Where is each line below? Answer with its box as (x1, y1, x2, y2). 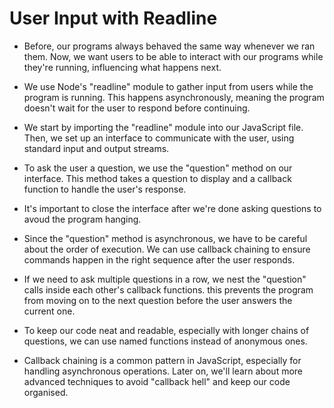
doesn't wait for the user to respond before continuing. (23, 102, 251, 114)
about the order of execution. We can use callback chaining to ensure (23, 243, 311, 255)
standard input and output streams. (23, 142, 170, 154)
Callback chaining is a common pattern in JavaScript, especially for (23, 354, 302, 366)
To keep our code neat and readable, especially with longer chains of (23, 324, 310, 336)
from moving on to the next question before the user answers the (23, 294, 293, 306)
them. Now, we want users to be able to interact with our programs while (23, 50, 324, 62)
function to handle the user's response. (23, 183, 187, 195)
